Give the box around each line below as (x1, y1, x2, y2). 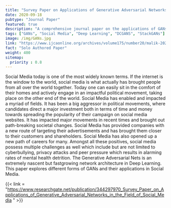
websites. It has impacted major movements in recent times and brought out (5, 117, 165, 123)
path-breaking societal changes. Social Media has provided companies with (5, 122, 164, 128)
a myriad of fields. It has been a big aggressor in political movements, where (5, 100, 165, 107)
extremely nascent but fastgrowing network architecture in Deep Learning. (5, 160, 162, 166)
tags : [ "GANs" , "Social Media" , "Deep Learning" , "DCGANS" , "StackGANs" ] (5, 31, 165, 36)
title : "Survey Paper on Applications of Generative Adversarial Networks (5, 7, 167, 13)
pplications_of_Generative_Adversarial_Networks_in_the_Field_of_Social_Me (5, 192, 164, 198)
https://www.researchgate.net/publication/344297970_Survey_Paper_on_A (7, 187, 164, 193)
